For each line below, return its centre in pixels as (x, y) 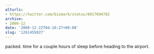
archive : (14, 19)
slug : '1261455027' (25, 32)
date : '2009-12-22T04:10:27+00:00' (42, 28)
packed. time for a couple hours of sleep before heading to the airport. (77, 46)
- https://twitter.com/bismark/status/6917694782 (58, 14)
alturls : (14, 10)
